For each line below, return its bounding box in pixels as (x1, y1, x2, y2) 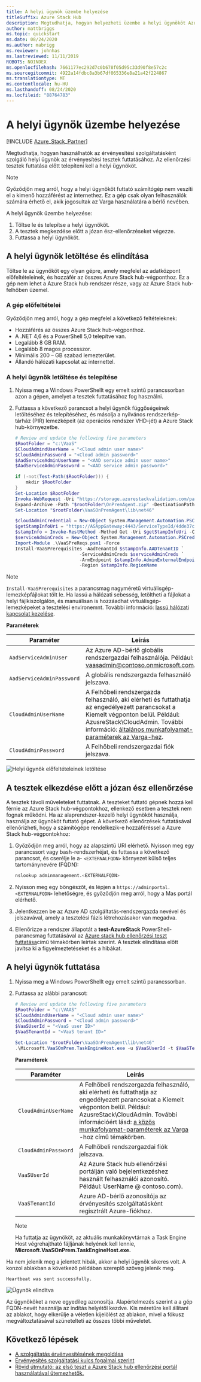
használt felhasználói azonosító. (79, 1174, 169, 1183)
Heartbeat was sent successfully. (6, 1276, 93, 1282)
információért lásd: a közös (79, 1118, 156, 1126)
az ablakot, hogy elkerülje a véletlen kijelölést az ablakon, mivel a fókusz (6, 1311, 184, 1318)
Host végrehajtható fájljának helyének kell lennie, (14, 1240, 136, 1247)
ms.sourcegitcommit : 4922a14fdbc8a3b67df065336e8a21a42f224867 (6, 70, 167, 76)
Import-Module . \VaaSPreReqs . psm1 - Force (14, 540, 120, 546)
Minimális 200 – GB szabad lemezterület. (14, 351, 116, 359)
